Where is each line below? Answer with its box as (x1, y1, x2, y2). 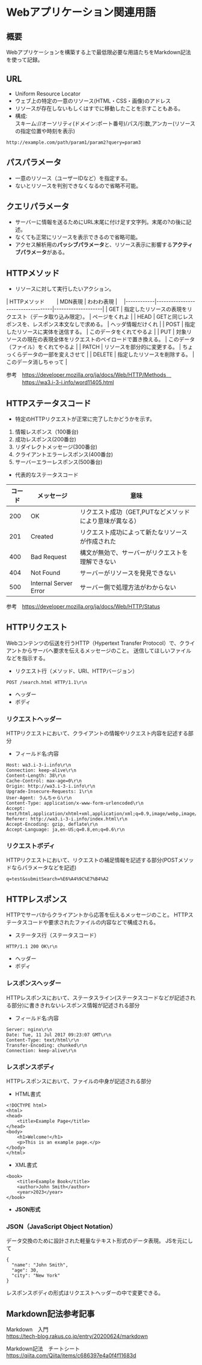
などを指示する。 (6, 654, 49, 662)
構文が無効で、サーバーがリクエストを (79, 549, 188, 557)
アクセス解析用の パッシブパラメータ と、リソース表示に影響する (14, 241, 173, 248)
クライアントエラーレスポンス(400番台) (14, 451, 113, 458)
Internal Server (31, 579, 73, 587)
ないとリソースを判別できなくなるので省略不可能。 (14, 182, 142, 189)
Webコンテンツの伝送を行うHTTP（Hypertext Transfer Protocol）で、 (6, 639, 180, 647)
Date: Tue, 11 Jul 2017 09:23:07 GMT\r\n (6, 1032, 112, 1038)
